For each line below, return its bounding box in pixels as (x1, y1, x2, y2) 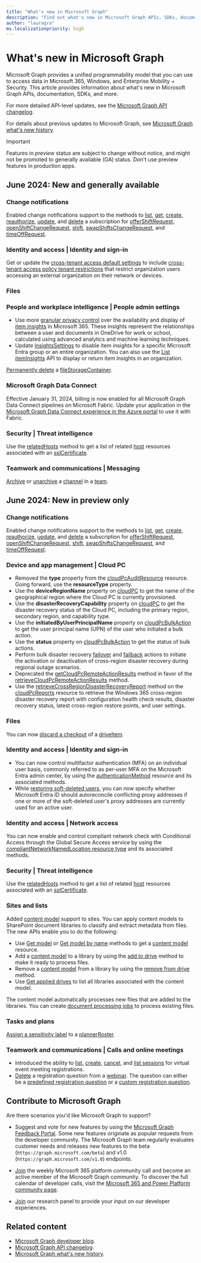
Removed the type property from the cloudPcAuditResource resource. (14, 574, 188, 582)
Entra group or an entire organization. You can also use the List (14, 349, 170, 356)
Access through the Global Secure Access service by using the (6, 839, 162, 846)
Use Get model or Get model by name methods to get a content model (14, 940, 188, 947)
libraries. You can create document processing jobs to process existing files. (6, 1002, 195, 1009)
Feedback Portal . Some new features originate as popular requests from (14, 1130, 193, 1137)
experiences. (14, 1204, 47, 1211)
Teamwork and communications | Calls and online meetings (6, 1045, 184, 1054)
